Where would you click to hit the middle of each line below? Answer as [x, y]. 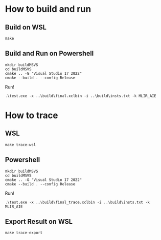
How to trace [32, 115]
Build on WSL [26, 27]
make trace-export [24, 233]
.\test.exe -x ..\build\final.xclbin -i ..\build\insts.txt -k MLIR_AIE [81, 96]
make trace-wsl [21, 145]
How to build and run [48, 9]
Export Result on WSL [39, 222]
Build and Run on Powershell [49, 53]
